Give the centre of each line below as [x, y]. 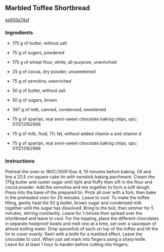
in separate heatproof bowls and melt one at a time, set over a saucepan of [81, 224]
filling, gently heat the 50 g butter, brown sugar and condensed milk [73, 203]
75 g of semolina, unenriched [42, 81]
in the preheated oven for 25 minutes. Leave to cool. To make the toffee [77, 198]
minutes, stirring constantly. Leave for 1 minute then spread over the [74, 213]
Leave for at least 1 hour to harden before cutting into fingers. [67, 245]
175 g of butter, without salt [40, 43]
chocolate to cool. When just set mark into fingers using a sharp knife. [76, 239]
